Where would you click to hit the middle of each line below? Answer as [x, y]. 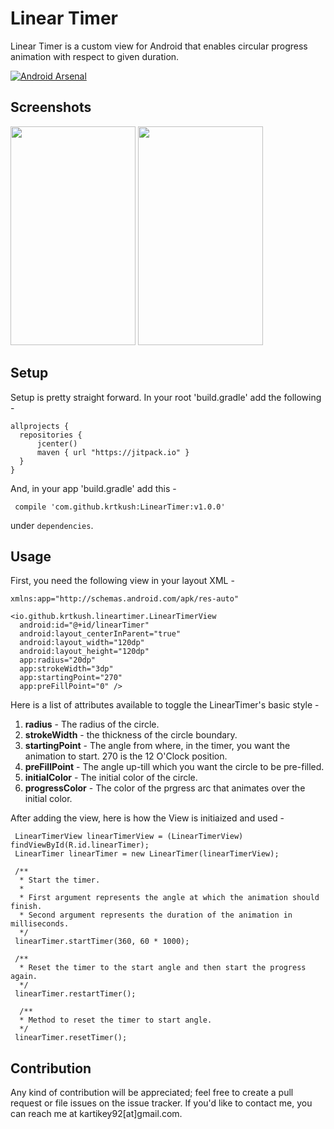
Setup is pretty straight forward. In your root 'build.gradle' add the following [166, 397]
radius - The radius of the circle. [92, 724]
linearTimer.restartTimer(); [75, 994]
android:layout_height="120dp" [84, 652]
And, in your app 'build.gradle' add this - [93, 488]
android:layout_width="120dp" [82, 643]
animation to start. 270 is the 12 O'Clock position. [126, 756]
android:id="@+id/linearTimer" [84, 625]
